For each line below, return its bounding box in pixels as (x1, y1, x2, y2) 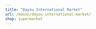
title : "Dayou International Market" (5, 7, 83, 12)
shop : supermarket (5, 16, 43, 21)
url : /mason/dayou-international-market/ (5, 12, 92, 17)
